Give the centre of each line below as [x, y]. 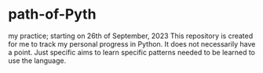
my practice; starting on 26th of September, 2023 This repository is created [131, 36]
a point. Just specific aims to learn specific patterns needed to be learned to [132, 52]
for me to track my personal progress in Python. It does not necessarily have [132, 43]
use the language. [37, 61]
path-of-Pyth [52, 14]
